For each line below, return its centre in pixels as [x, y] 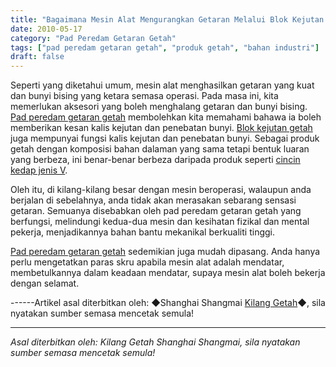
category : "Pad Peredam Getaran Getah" [93, 38]
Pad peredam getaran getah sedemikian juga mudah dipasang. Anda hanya [165, 252]
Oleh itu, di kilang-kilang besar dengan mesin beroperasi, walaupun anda [161, 190]
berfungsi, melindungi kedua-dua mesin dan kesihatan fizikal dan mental [160, 222]
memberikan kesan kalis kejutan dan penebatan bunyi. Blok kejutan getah [161, 128]
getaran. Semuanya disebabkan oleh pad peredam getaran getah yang [156, 211]
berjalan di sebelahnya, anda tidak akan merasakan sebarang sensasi [153, 200]
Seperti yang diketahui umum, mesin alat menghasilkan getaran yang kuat [162, 85]
